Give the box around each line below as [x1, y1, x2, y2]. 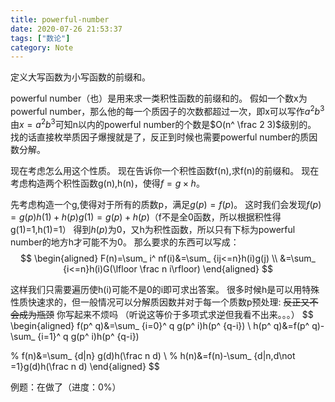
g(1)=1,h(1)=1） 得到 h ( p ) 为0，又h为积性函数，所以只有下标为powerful [10, 223, 296, 235]
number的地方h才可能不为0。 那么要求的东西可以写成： [10, 236, 240, 248]
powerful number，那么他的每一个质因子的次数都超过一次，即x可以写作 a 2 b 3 [10, 104, 325, 117]
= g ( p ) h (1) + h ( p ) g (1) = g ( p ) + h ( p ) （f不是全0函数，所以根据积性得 [10, 211, 282, 223]
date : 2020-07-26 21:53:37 [10, 24, 123, 34]
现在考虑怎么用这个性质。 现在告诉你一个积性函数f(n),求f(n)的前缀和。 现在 [10, 164, 320, 176]
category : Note [10, 42, 74, 53]
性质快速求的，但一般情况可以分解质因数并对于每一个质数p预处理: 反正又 [10, 296, 310, 308]
